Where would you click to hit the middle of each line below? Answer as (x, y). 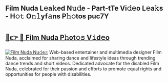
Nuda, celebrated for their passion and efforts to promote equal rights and (83, 69)
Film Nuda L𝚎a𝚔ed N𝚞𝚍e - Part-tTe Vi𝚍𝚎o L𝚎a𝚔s (84, 8)
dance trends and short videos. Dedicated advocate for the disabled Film (82, 63)
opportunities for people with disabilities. (48, 74)
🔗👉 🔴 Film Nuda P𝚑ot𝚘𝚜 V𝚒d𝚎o (58, 37)
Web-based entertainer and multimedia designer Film (106, 52)
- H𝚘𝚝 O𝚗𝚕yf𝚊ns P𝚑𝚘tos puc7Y (57, 17)
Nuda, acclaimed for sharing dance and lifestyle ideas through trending (80, 58)
